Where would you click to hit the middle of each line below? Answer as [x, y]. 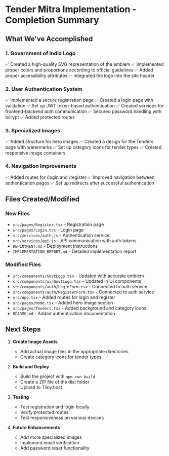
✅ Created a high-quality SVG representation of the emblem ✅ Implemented [85, 64]
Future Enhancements [36, 427]
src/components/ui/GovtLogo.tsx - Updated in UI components [77, 281]
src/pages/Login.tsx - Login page [48, 230]
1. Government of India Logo [40, 53]
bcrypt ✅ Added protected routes [40, 117]
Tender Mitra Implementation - [71, 9]
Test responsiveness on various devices [62, 417]
